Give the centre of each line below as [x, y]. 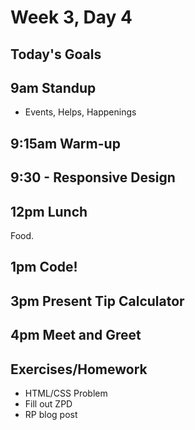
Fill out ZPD [48, 403]
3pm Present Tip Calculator [97, 301]
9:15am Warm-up [65, 143]
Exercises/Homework [79, 369]
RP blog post [51, 414]
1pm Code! [44, 267]
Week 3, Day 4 [71, 17]
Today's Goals [56, 54]
